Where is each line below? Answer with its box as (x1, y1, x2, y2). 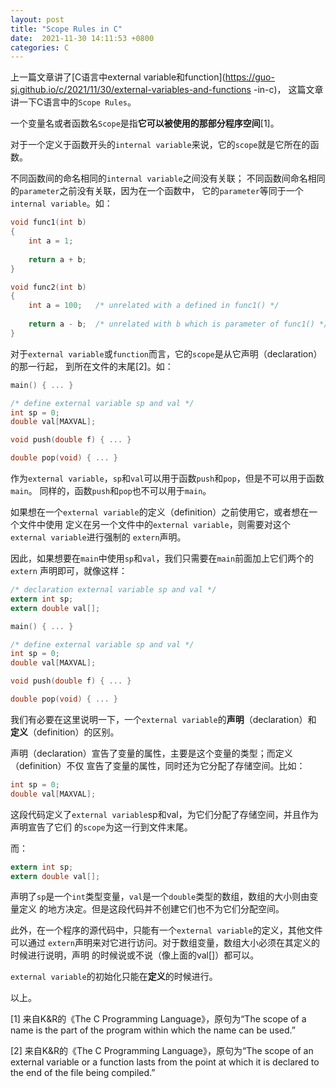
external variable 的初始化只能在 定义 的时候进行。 (10, 971, 218, 983)
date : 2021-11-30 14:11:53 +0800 (10, 33, 155, 43)
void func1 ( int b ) (10, 217, 87, 228)
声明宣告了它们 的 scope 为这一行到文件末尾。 (10, 821, 193, 833)
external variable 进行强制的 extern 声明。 (10, 531, 187, 543)
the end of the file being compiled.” (10, 1067, 156, 1079)
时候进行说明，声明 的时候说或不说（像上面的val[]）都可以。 (10, 949, 260, 961)
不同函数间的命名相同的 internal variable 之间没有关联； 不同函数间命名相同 (10, 172, 326, 185)
